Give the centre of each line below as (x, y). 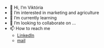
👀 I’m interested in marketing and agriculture (54, 13)
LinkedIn (26, 35)
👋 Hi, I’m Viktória (26, 8)
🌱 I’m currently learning (33, 18)
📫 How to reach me (30, 28)
